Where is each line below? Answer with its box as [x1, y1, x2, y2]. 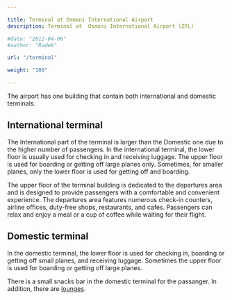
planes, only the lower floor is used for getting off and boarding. [7, 167, 190, 176]
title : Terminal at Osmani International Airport [7, 16, 154, 23]
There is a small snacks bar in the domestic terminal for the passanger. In [7, 277, 217, 285]
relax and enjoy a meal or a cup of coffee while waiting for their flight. [7, 210, 206, 219]
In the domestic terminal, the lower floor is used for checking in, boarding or [7, 249, 225, 257]
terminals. [7, 99, 36, 108]
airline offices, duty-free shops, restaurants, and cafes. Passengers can [7, 203, 213, 211]
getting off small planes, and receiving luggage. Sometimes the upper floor [7, 256, 222, 265]
